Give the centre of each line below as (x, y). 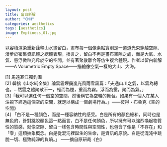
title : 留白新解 (20, 14)
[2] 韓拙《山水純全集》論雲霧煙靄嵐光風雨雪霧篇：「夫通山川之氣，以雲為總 (82, 83)
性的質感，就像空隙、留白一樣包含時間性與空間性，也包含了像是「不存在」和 (83, 127)
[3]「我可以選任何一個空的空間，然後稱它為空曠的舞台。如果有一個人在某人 (82, 96)
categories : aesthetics (30, 24)
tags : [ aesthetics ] (25, 28)
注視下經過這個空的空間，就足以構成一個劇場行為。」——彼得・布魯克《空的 (83, 102)
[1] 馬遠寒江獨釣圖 (24, 77)
